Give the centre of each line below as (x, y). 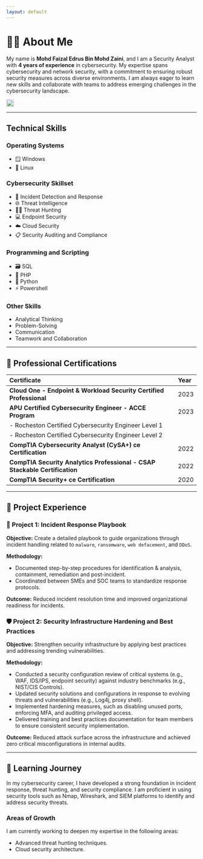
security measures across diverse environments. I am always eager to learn (100, 78)
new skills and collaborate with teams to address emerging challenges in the (101, 84)
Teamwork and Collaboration (51, 339)
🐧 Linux (24, 168)
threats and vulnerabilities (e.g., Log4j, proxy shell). (79, 700)
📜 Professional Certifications (62, 363)
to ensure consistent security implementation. (72, 725)
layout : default (27, 12)
